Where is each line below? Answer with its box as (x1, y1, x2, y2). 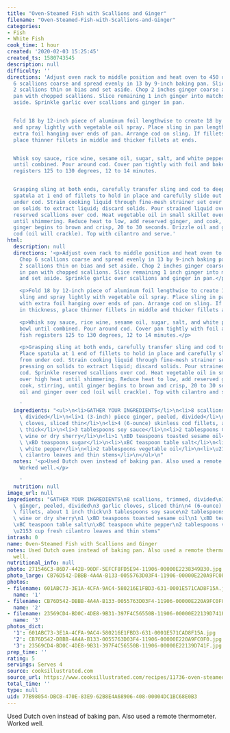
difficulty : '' (7, 67, 51, 74)
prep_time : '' (7, 648, 48, 656)
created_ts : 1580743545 (7, 55, 75, 62)
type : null (7, 686, 38, 693)
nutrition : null (13, 483, 60, 490)
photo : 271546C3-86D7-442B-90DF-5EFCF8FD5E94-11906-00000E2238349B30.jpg (7, 566, 222, 573)
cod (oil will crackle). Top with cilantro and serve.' (13, 231, 176, 237)
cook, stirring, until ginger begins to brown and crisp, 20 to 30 (19, 382, 216, 389)
